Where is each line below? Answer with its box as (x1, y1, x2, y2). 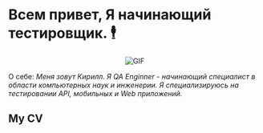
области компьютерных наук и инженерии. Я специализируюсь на (8, 80, 239, 90)
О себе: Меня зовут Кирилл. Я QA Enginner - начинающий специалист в (8, 71, 256, 81)
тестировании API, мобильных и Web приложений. (8, 88, 183, 98)
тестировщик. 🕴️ (8, 24, 116, 42)
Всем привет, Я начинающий (8, 6, 212, 24)
